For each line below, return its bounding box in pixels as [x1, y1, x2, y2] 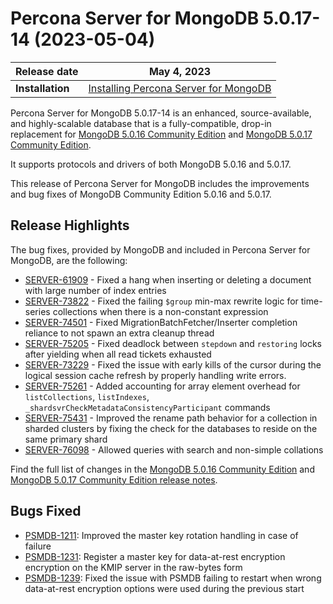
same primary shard [24, 433, 108, 445]
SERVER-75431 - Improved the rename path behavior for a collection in [24, 412, 318, 424]
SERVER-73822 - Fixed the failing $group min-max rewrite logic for [24, 295, 299, 307]
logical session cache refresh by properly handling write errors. [24, 369, 287, 381]
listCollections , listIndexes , [24, 390, 150, 402]
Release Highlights [10, 217, 130, 234]
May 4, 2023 [148, 64, 212, 78]
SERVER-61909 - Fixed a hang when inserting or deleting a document [24, 273, 312, 286]
